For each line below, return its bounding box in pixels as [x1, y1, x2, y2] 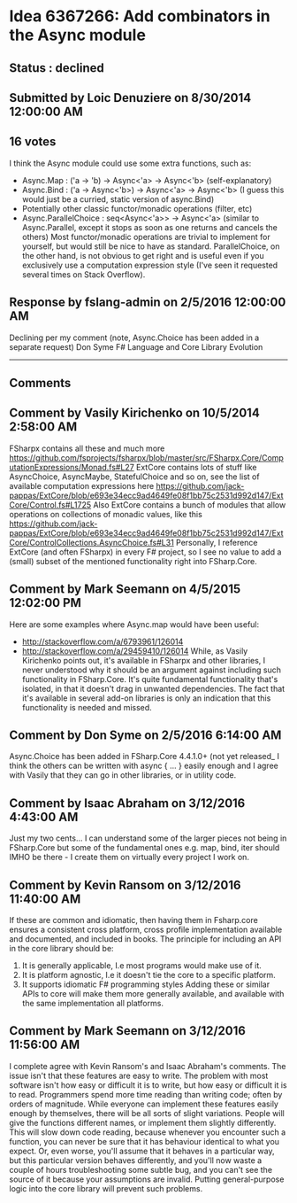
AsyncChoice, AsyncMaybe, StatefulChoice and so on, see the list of [9, 471, 260, 482]
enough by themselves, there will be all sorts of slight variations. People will [9, 1107, 285, 1118]
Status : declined [9, 60, 104, 75]
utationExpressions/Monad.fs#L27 [9, 462, 134, 472]
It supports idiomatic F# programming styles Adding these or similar [21, 979, 270, 990]
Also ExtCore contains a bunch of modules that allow [93, 499, 286, 510]
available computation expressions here [9, 480, 155, 491]
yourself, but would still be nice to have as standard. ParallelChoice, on [21, 241, 280, 252]
